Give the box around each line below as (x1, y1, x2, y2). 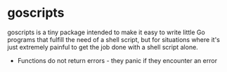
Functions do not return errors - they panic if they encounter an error (17, 56, 218, 64)
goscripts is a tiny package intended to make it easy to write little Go (7, 28, 205, 36)
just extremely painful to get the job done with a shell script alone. (7, 43, 198, 51)
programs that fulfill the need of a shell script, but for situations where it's (7, 35, 220, 43)
